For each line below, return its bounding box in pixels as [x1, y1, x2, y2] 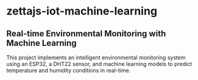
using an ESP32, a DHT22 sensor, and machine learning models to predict [6, 61, 193, 67]
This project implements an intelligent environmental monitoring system [6, 54, 186, 61]
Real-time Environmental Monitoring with [6, 28, 166, 39]
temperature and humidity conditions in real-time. [6, 67, 131, 74]
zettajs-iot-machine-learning [6, 4, 157, 18]
